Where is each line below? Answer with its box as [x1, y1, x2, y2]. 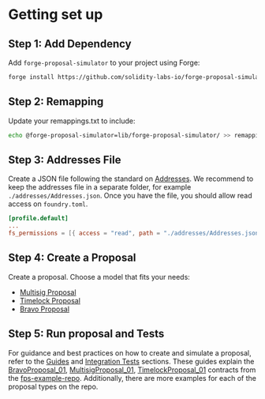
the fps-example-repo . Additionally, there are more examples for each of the [8, 373, 256, 382]
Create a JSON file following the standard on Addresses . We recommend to [8, 174, 254, 183]
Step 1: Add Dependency [8, 37, 132, 51]
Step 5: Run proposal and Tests [8, 327, 165, 341]
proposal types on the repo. [8, 382, 99, 391]
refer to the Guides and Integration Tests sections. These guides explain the [8, 356, 255, 366]
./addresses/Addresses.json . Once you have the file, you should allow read [8, 191, 252, 201]
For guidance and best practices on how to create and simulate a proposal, [8, 348, 252, 357]
